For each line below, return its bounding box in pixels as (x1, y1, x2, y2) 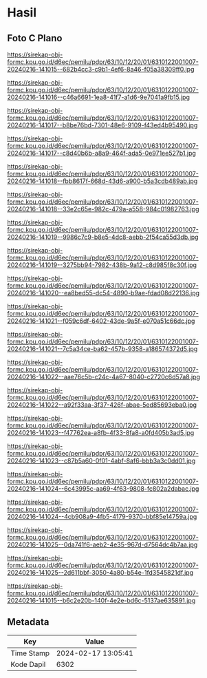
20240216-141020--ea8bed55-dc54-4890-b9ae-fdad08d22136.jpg (7, 289, 200, 297)
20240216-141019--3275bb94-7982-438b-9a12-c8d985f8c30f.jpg (7, 261, 197, 269)
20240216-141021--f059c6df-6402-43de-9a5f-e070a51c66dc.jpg (7, 317, 195, 325)
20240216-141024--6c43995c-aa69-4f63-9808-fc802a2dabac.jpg (7, 485, 199, 493)
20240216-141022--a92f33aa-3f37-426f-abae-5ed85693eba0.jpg (7, 401, 197, 409)
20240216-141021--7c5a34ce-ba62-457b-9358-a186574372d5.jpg (7, 345, 198, 352)
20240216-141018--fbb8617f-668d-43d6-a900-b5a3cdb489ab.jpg (7, 177, 198, 185)
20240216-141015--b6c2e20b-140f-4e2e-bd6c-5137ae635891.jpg (7, 597, 196, 604)
